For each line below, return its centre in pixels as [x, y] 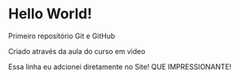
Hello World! [50, 14]
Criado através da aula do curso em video [77, 51]
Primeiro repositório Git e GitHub [62, 36]
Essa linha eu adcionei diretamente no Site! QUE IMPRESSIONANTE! [120, 66]
